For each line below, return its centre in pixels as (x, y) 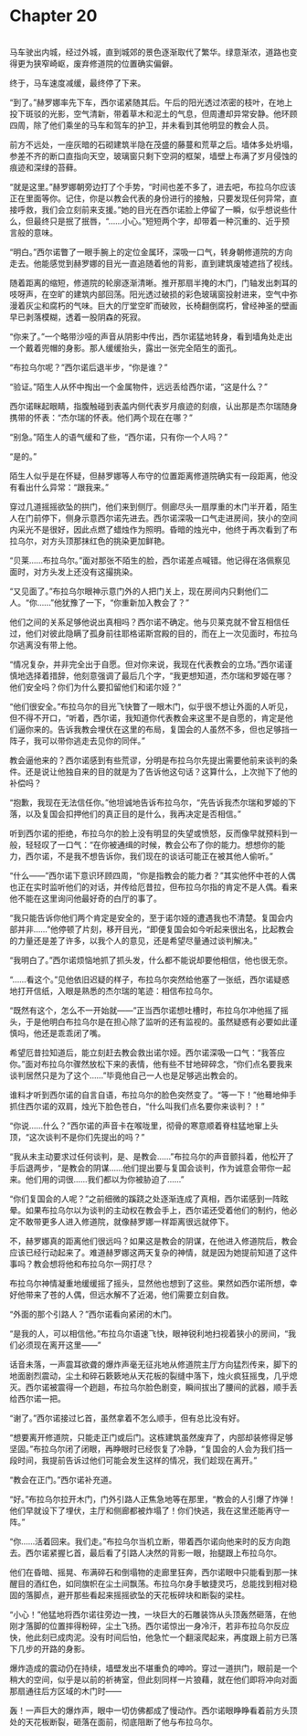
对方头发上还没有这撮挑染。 (85, 571)
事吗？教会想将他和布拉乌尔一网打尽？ (81, 1264)
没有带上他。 (58, 644)
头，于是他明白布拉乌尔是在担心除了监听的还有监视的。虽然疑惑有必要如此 (149, 1021)
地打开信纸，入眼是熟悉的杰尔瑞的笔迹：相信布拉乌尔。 (113, 990)
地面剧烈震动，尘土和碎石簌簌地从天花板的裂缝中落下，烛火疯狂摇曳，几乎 (149, 1375)
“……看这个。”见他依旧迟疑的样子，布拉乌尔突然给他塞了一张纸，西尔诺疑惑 (150, 979)
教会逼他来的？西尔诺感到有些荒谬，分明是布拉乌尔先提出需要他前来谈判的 (149, 760)
